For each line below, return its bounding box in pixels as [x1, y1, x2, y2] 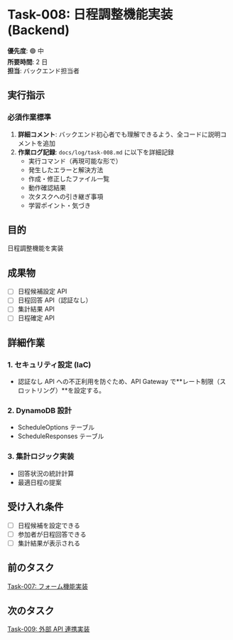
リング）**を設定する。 [36, 386, 105, 395]
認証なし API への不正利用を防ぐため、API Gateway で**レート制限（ [17, 378, 220, 386]
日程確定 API [17, 314, 55, 322]
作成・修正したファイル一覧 [28, 174, 110, 183]
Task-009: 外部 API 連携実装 [7, 625, 90, 634]
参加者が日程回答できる [17, 530, 87, 538]
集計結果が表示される [17, 538, 80, 548]
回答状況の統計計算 [17, 469, 75, 477]
